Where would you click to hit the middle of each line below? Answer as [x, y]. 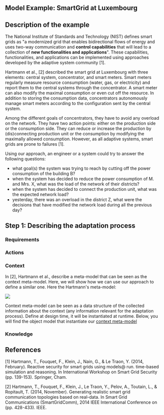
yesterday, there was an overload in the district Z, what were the [77, 200]
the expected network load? [40, 195]
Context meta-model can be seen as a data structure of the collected [75, 306]
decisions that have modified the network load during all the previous [82, 205]
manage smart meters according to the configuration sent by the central [78, 104]
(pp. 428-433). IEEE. [26, 408]
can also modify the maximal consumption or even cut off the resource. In [80, 93]
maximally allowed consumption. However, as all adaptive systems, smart [79, 139]
